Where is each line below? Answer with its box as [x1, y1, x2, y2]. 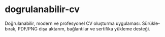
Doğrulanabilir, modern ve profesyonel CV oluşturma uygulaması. [5, 20, 141, 26]
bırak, [5, 25, 17, 31]
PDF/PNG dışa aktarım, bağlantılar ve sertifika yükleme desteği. [17, 25, 150, 31]
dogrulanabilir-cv [5, 4, 80, 15]
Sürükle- [142, 20, 160, 26]
